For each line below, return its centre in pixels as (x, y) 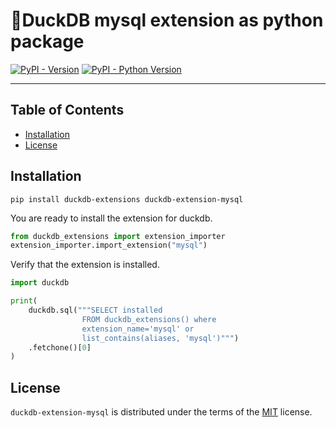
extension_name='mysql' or (138, 329)
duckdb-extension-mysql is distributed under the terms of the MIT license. (161, 412)
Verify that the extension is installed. (85, 265)
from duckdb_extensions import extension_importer (118, 236)
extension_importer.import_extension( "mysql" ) (109, 245)
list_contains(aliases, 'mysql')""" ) (160, 338)
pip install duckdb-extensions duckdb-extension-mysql (127, 199)
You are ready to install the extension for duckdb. (111, 218)
